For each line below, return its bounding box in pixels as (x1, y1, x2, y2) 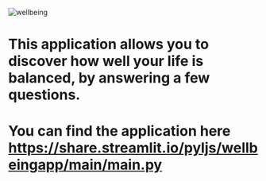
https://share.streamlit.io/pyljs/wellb (8, 139, 258, 157)
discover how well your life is (8, 52, 204, 71)
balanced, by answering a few (8, 69, 210, 87)
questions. (8, 86, 81, 104)
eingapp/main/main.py (8, 156, 163, 174)
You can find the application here (8, 122, 231, 141)
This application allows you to (8, 36, 209, 53)
